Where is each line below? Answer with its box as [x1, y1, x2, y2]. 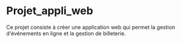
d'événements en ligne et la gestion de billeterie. [6, 29, 126, 37]
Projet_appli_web [6, 4, 93, 18]
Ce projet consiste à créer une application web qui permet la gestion [6, 24, 176, 31]
